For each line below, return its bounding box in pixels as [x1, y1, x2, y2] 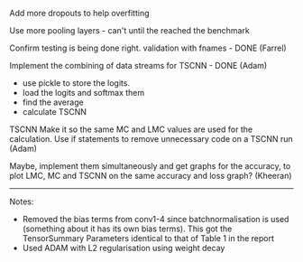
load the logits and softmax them [22, 88, 145, 98]
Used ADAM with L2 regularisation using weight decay [22, 243, 225, 253]
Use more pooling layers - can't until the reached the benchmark [9, 25, 250, 35]
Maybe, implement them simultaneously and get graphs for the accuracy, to [9, 161, 291, 171]
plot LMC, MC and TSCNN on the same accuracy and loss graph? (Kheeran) [9, 171, 292, 181]
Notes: [9, 196, 34, 207]
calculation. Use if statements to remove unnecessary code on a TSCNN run [9, 134, 293, 144]
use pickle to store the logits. [22, 78, 131, 89]
